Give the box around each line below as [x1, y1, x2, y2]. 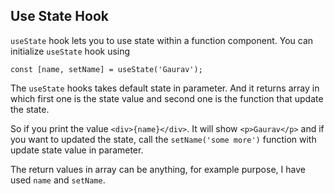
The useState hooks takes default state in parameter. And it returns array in [10, 82, 320, 94]
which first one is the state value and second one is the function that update [10, 92, 324, 104]
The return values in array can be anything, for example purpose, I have [10, 163, 306, 175]
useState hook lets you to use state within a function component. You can [10, 34, 314, 46]
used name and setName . [10, 174, 106, 186]
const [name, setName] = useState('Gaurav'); [10, 64, 203, 74]
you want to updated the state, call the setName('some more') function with [10, 133, 317, 145]
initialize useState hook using [10, 45, 131, 57]
